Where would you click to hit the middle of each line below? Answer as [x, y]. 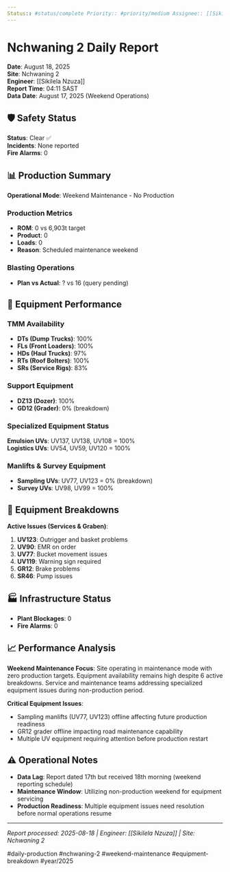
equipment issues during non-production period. [76, 690]
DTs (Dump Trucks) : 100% [55, 339]
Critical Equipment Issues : [45, 703]
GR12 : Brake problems [48, 569]
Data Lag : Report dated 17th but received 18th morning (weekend [109, 777]
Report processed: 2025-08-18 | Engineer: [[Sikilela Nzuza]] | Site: [101, 833]
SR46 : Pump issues [45, 576]
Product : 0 [32, 236]
